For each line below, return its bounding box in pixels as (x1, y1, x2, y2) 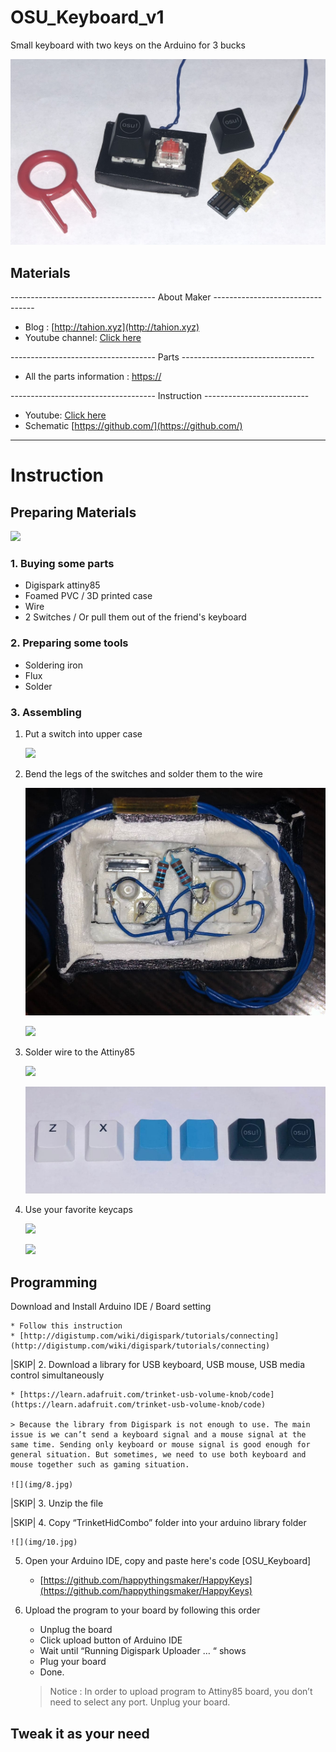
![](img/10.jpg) (10, 1537, 78, 1548)
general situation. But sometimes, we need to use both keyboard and (10, 1450, 307, 1460)
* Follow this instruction (10, 1321, 123, 1331)
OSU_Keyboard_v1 (10, 6, 165, 29)
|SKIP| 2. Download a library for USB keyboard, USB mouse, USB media (10, 1359, 306, 1371)
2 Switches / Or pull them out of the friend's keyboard (24, 611, 247, 623)
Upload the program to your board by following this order (24, 1604, 261, 1616)
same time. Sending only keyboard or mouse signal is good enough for (10, 1440, 311, 1450)
